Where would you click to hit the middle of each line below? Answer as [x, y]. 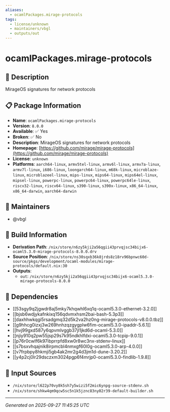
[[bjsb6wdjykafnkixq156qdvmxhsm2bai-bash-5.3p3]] [68, 314]
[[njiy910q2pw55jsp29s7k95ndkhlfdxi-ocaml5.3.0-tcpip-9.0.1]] [78, 336]
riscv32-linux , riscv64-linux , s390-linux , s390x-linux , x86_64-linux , [85, 186]
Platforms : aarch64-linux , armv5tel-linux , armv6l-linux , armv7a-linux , [87, 164]
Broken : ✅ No [27, 136]
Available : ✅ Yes [30, 131]
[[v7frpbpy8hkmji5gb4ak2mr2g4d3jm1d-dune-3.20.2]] [70, 352]
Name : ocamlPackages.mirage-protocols [54, 120]
